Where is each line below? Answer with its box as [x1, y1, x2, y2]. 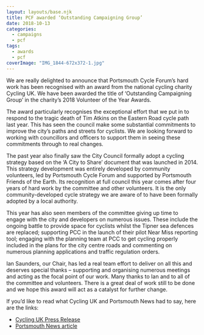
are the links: [6, 304, 39, 311]
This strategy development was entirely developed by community [6, 165, 171, 172]
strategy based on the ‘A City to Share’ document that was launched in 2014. [6, 158, 199, 166]
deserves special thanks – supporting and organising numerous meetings [6, 266, 191, 273]
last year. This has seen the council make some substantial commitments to [6, 121, 196, 128]
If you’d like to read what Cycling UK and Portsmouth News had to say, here [6, 297, 197, 305]
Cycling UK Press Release [15, 316, 80, 323]
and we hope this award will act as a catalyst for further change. [6, 286, 168, 293]
